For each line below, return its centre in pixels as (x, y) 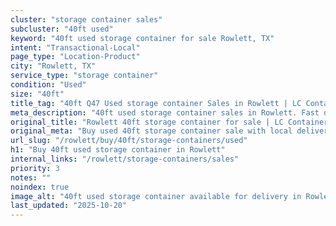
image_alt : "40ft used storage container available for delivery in (156, 196)
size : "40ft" (37, 94)
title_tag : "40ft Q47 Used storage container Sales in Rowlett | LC (156, 103)
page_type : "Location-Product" (75, 57)
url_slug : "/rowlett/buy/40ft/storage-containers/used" (129, 141)
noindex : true (40, 187)
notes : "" (31, 177)
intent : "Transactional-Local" (75, 47)
